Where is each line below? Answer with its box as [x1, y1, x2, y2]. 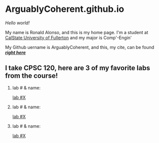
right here [5, 49, 26, 55]
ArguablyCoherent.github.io [5, 3, 125, 15]
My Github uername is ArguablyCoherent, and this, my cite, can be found [5, 44, 155, 50]
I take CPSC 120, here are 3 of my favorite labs [5, 64, 150, 72]
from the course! [5, 72, 58, 80]
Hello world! [5, 20, 30, 26]
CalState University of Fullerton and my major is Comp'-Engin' [5, 35, 132, 41]
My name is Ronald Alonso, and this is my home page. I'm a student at [5, 29, 149, 35]
